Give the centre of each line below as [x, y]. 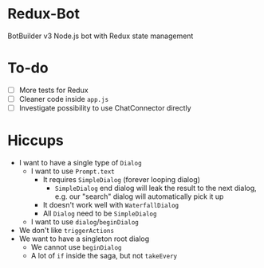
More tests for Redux [53, 90]
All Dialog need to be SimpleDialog [100, 213]
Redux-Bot [44, 14]
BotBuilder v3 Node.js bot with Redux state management [100, 36]
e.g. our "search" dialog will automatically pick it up [139, 196]
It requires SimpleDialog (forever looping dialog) [122, 179]
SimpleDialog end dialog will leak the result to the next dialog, [156, 188]
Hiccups [36, 141]
